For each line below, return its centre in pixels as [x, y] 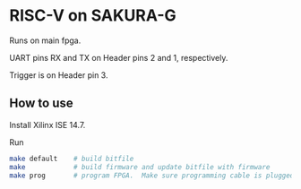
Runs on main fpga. [45, 40]
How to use [41, 103]
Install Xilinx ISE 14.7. [47, 125]
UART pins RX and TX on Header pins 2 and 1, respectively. [119, 57]
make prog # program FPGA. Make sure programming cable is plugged [152, 176]
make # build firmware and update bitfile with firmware [140, 167]
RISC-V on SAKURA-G [93, 16]
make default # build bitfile [72, 159]
